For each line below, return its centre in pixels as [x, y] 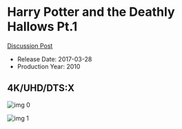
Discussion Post [30, 46]
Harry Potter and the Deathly [91, 12]
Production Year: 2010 [49, 66]
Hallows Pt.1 [42, 27]
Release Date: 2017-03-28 [54, 59]
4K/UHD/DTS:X [41, 88]
